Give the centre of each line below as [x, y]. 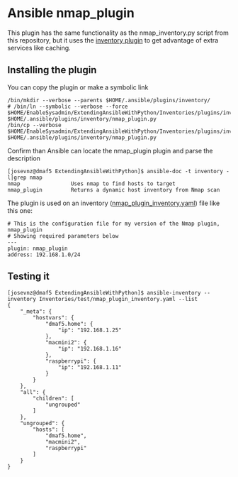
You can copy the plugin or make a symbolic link [78, 87]
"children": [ [53, 398]
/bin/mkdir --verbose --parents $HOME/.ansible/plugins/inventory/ [109, 100]
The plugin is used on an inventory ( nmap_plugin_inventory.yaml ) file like [114, 203]
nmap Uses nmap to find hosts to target [91, 183]
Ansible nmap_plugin [71, 13]
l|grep [17, 177]
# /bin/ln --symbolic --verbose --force [68, 106]
